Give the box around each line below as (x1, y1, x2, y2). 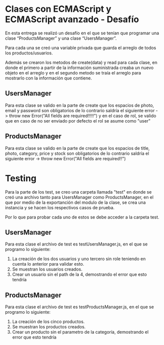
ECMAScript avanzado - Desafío (5, 14, 140, 25)
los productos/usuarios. (5, 50, 53, 56)
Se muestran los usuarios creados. (12, 266, 82, 272)
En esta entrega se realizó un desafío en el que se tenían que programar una (5, 30, 159, 36)
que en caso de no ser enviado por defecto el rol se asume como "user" (5, 118, 151, 123)
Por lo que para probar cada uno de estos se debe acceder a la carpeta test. (5, 214, 160, 220)
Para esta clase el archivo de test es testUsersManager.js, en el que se (5, 241, 148, 247)
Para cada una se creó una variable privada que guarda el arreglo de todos (5, 45, 157, 50)
